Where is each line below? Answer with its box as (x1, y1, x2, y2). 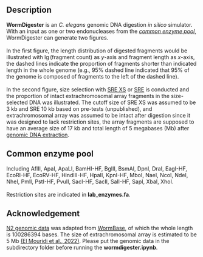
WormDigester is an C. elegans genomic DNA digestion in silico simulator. (6, 21, 193, 28)
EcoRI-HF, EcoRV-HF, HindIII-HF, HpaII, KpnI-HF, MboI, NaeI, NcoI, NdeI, (6, 171, 188, 178)
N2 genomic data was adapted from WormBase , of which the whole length (6, 225, 193, 232)
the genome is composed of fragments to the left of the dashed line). (6, 72, 179, 80)
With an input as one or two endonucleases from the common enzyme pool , (6, 27, 196, 35)
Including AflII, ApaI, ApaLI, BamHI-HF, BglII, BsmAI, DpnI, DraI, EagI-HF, (6, 164, 187, 172)
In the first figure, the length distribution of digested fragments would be (6, 47, 188, 54)
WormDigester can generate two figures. (6, 33, 109, 41)
